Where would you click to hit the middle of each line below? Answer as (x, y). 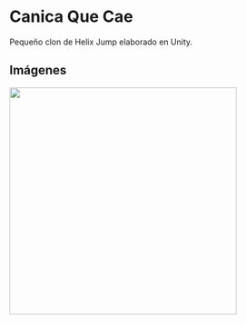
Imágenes (38, 70)
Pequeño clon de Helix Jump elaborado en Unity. (101, 42)
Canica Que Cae (71, 17)
